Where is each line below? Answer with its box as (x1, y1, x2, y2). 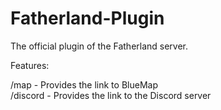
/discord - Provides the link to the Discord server (10, 89, 212, 101)
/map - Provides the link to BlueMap (10, 78, 158, 91)
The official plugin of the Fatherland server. (10, 40, 189, 52)
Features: (10, 59, 50, 71)
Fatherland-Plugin (10, 7, 165, 30)
